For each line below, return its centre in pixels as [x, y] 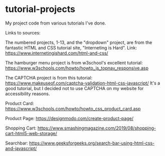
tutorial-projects [40, 9]
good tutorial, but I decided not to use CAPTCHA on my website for [74, 88]
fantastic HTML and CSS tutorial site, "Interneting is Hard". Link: [71, 47]
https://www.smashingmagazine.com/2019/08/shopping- [97, 128]
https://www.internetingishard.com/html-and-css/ [57, 53]
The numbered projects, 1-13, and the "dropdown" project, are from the [79, 42]
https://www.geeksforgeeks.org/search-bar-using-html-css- [92, 143]
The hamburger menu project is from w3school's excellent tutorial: [74, 62]
